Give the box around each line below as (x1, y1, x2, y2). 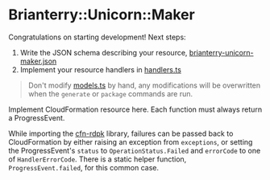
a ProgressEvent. (8, 112, 65, 122)
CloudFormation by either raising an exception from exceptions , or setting (8, 137, 253, 146)
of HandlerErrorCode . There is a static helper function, (8, 154, 187, 164)
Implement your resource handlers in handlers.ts (19, 64, 181, 74)
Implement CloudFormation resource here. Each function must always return (8, 104, 263, 114)
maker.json (19, 56, 57, 66)
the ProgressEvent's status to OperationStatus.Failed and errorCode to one (8, 145, 261, 155)
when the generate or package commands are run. (27, 88, 193, 98)
